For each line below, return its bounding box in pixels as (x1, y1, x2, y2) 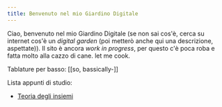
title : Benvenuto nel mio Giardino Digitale (7, 10, 138, 17)
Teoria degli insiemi (17, 92, 74, 100)
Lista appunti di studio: (7, 78, 73, 87)
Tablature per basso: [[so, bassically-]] (7, 65, 118, 73)
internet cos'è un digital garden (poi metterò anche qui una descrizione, (7, 36, 214, 45)
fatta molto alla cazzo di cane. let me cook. (7, 51, 131, 60)
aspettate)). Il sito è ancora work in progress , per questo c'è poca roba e (7, 44, 215, 52)
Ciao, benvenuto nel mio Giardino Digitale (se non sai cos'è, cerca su (7, 29, 205, 38)
